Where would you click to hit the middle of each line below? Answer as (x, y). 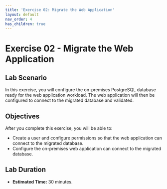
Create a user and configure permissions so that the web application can (87, 138)
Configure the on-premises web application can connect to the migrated (86, 149)
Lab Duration (26, 170)
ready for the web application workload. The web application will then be (80, 95)
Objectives (22, 116)
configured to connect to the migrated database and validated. (70, 100)
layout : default (22, 15)
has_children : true (25, 24)
